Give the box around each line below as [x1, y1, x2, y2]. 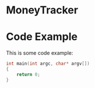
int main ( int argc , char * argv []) [6, 61, 90, 67]
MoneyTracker [6, 3, 79, 17]
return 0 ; [16, 71, 41, 78]
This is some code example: [6, 50, 73, 57]
